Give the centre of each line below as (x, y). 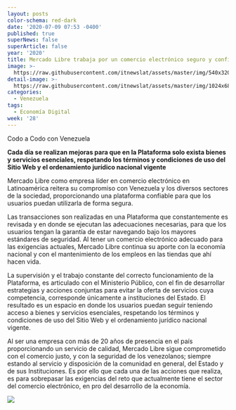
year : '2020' (26, 53)
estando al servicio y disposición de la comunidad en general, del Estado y (115, 364)
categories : (25, 92)
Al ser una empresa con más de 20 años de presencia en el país (100, 341)
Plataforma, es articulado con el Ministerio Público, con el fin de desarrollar (116, 283)
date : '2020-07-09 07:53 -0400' (54, 27)
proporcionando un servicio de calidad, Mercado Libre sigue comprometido (117, 348)
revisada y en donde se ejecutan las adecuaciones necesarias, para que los (117, 224)
